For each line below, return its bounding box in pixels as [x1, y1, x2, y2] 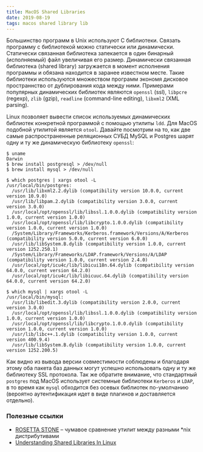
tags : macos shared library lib [6, 20, 88, 26]
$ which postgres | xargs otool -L [6, 177, 97, 183]
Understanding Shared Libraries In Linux [15, 439, 117, 446]
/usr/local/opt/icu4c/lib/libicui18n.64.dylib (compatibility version [12, 262, 194, 269]
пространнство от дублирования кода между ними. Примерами [6, 82, 174, 89]
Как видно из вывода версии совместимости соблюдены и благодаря [6, 358, 190, 365]
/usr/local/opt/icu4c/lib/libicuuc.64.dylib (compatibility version [12, 273, 189, 279]
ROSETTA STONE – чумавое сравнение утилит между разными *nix [15, 426, 191, 433]
